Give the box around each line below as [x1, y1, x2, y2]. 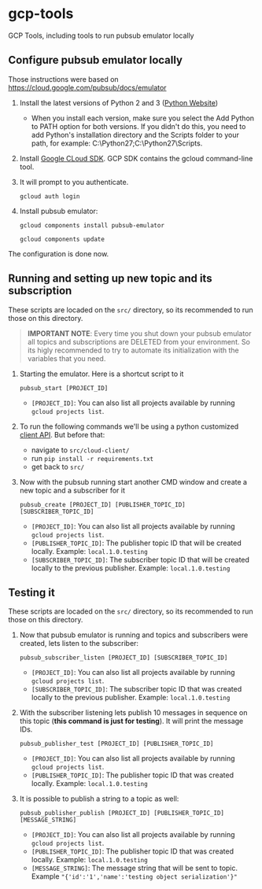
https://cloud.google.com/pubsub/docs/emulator [8, 83, 167, 92]
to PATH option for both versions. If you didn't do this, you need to [31, 121, 246, 131]
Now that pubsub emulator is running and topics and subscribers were [19, 630, 249, 640]
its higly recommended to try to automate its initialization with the [27, 345, 240, 355]
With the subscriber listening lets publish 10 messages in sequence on [19, 708, 248, 717]
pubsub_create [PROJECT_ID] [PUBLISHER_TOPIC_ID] [19, 500, 186, 508]
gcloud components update [19, 235, 105, 243]
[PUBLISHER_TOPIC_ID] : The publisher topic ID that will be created [31, 538, 242, 548]
